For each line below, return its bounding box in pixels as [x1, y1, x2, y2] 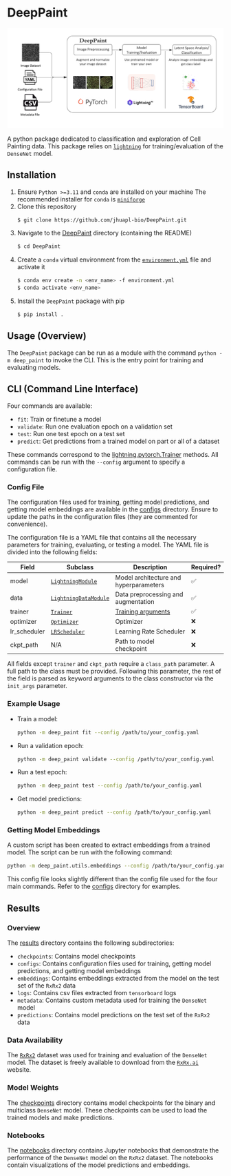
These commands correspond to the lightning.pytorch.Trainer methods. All [7, 450, 219, 458]
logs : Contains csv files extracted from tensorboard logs [16, 989, 177, 997]
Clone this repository [16, 202, 77, 210]
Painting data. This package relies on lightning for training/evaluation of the [7, 141, 223, 150]
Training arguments [115, 607, 170, 616]
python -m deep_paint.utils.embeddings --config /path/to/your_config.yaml [7, 863, 229, 870]
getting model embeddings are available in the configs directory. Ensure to [7, 505, 219, 513]
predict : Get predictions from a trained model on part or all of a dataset [16, 437, 220, 445]
